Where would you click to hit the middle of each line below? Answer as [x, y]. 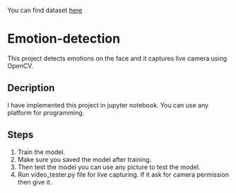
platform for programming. [46, 112]
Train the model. [41, 152]
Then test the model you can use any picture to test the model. [109, 167]
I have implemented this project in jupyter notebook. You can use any [108, 105]
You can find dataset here [45, 10]
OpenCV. [20, 66]
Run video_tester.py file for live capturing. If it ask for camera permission [123, 174]
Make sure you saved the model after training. [84, 159]
